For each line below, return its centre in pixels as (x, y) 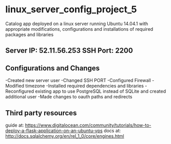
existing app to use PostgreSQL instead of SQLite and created (100, 91)
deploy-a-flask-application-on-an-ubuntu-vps (54, 130)
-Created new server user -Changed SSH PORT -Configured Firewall (78, 80)
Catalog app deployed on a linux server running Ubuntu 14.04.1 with (77, 24)
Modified (15, 86)
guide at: (15, 125)
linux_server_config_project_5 (71, 9)
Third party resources (41, 113)
